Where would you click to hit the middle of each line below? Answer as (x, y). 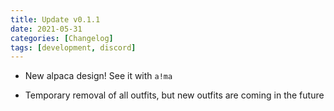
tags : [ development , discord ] (73, 47)
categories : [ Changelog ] (62, 38)
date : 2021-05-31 (46, 29)
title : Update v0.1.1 (55, 19)
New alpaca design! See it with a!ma (98, 76)
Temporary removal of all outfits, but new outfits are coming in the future (174, 95)
